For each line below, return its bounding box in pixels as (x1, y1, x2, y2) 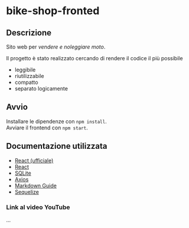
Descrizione (6, 28, 52, 38)
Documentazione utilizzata (6, 141, 107, 151)
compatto (14, 79, 38, 86)
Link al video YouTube (6, 203, 70, 211)
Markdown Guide (14, 182, 57, 189)
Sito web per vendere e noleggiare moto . (6, 43, 106, 50)
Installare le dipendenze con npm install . (6, 118, 107, 125)
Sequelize (14, 188, 40, 196)
